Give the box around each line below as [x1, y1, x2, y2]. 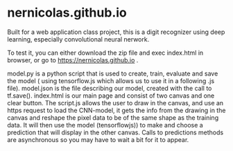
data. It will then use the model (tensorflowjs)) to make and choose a [7, 121, 203, 129]
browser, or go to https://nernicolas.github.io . [7, 55, 139, 64]
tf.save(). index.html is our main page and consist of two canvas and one [7, 91, 215, 100]
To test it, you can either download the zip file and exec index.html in [7, 48, 204, 57]
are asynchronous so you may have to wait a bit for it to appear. [7, 135, 189, 143]
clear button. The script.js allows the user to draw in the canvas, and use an [7, 98, 224, 107]
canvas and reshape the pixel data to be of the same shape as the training [7, 113, 219, 122]
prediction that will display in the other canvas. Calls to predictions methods [7, 128, 224, 136]
